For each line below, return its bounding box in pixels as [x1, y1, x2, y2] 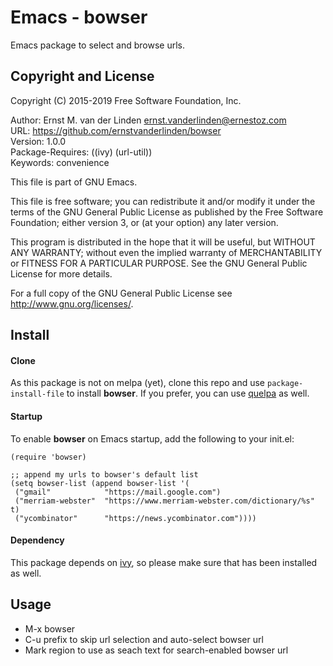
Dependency [10, 534, 65, 546]
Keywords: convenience [10, 156, 110, 168]
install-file [10, 389, 65, 400]
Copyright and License [10, 68, 155, 85]
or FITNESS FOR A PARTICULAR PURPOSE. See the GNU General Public [10, 257, 308, 269]
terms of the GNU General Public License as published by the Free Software [10, 206, 324, 218]
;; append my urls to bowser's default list [10, 469, 199, 480]
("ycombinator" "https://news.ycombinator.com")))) [14, 513, 257, 523]
